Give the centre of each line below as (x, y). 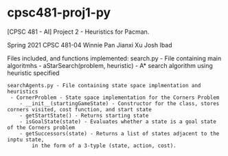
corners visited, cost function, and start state (80, 109)
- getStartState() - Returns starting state (84, 115)
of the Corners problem (41, 127)
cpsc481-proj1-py (59, 13)
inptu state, (26, 140)
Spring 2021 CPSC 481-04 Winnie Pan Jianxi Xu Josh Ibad (90, 45)
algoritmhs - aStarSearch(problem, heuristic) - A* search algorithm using (110, 65)
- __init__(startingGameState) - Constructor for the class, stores (119, 103)
